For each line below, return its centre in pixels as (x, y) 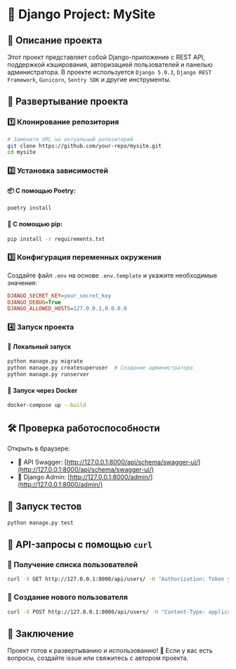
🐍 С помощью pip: (35, 223)
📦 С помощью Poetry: (41, 190)
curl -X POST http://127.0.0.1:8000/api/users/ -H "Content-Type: (106, 612)
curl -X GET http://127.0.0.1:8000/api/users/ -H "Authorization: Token (116, 579)
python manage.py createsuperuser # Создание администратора (100, 368)
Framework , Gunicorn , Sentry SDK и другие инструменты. (89, 79)
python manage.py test (40, 523)
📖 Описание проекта (55, 40)
